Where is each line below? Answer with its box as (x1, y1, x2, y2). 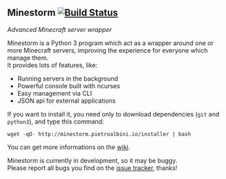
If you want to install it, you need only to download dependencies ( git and (7, 110, 220, 118)
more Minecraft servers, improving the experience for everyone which (7, 46, 209, 54)
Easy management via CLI (17, 89, 92, 97)
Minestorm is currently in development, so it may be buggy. (7, 156, 177, 164)
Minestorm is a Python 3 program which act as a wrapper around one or (7, 39, 214, 47)
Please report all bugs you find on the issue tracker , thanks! (7, 164, 177, 172)
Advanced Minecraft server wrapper (7, 25, 113, 33)
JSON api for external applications (17, 96, 116, 105)
